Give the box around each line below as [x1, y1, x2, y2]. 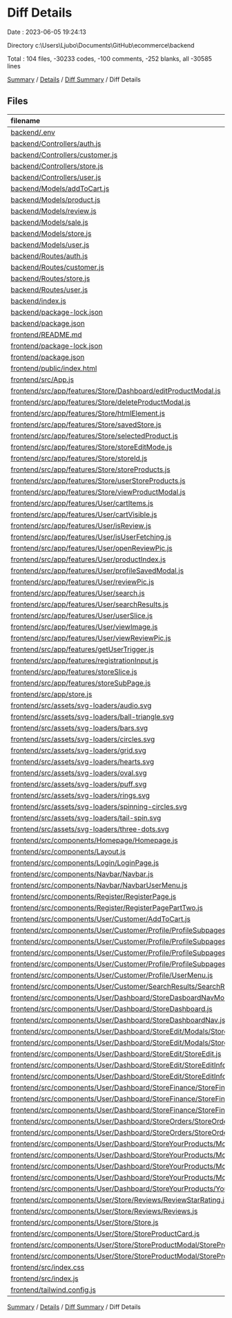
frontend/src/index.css [10, 1262, 85, 1272]
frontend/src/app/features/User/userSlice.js [10, 611, 153, 620]
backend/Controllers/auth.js [10, 138, 101, 148]
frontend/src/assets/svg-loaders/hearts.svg [10, 757, 154, 766]
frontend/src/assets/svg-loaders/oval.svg [10, 768, 147, 777]
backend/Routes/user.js [10, 285, 88, 295]
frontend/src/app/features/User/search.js [10, 588, 145, 597]
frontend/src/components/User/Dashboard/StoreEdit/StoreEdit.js [10, 1049, 222, 1059]
